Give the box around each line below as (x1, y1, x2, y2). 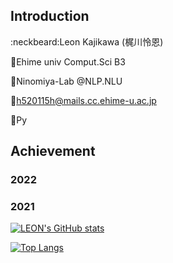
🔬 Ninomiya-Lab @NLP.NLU (10, 75, 123, 87)
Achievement (10, 143, 96, 160)
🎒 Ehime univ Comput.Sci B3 (10, 55, 126, 68)
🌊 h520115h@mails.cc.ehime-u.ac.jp (10, 94, 157, 106)
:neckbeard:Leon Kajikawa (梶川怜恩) (10, 35, 164, 48)
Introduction (10, 8, 90, 25)
